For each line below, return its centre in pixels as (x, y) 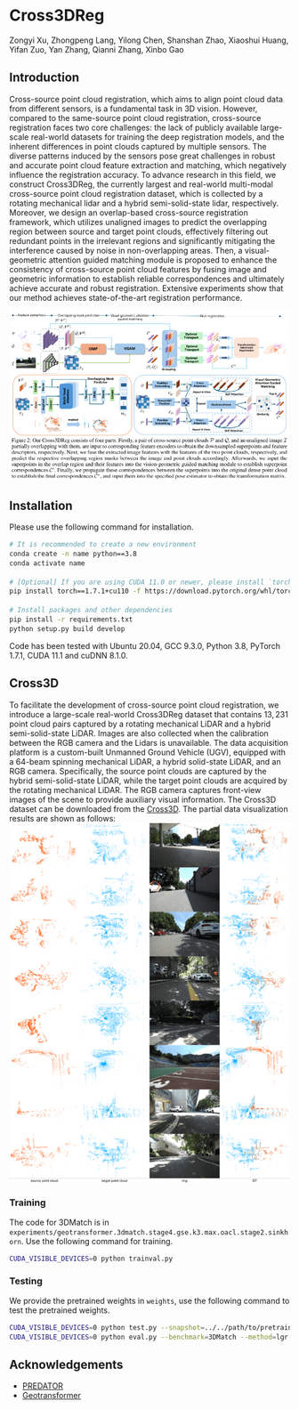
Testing (26, 1281)
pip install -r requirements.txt (71, 619)
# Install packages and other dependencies (91, 611)
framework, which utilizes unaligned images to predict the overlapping (138, 222)
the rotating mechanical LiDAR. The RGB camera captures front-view (135, 790)
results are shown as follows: (62, 818)
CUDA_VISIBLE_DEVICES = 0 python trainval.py (91, 1259)
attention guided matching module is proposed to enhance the (163, 260)
